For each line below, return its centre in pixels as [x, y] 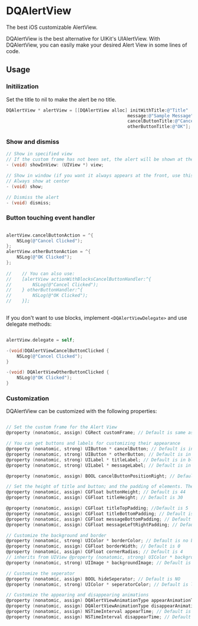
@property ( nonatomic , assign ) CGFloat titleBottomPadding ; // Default [96, 514]
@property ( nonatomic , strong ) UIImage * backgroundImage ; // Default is [99, 563]
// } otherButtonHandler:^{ [44, 290]
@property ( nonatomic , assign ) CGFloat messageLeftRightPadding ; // [92, 525]
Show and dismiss [33, 142]
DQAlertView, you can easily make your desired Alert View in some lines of [97, 45]
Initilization [23, 87]
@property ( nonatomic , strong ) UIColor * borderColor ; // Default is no [97, 541]
